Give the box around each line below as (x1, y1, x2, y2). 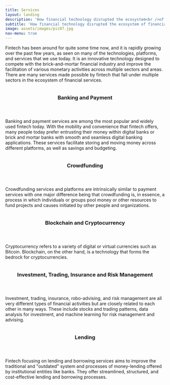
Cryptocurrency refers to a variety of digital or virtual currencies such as (5, 243, 157, 249)
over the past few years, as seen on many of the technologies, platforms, (5, 50, 158, 56)
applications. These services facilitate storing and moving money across (5, 140, 156, 146)
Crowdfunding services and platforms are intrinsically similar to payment (5, 186, 157, 192)
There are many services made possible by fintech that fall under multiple (5, 72, 159, 77)
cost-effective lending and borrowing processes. (5, 374, 107, 380)
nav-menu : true (5, 31, 37, 36)
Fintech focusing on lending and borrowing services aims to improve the (5, 358, 156, 364)
